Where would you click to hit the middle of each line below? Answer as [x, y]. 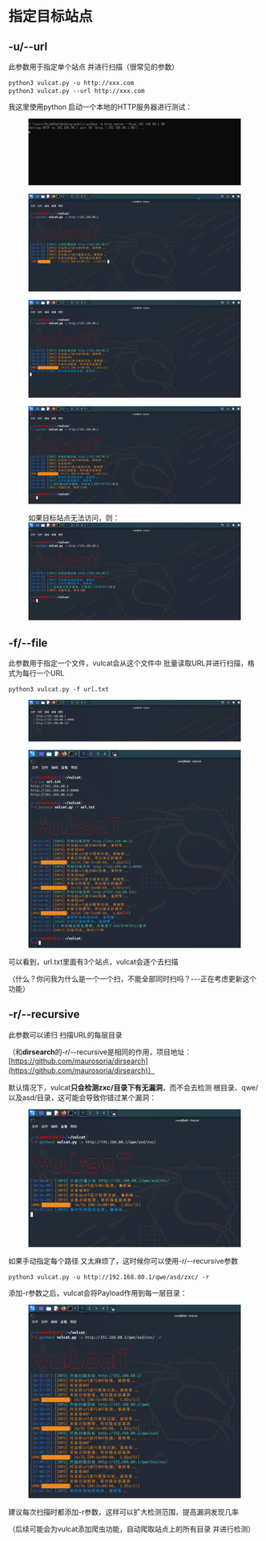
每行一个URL [43, 673]
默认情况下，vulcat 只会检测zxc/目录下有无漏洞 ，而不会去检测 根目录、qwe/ [133, 1087]
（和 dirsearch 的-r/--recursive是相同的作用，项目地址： [100, 1052]
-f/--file [28, 643]
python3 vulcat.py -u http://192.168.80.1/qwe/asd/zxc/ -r [109, 1277]
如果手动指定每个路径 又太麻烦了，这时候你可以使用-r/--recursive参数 [123, 1261]
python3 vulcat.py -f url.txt [59, 690]
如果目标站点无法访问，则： [74, 518]
